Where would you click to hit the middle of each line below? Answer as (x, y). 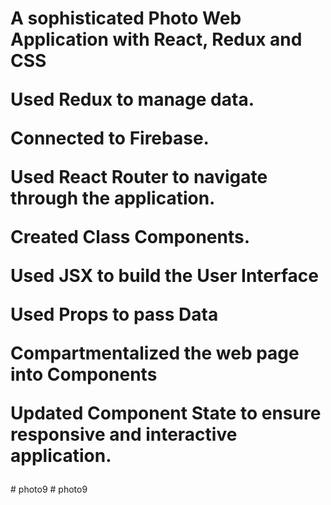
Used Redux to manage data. (132, 99)
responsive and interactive (124, 434)
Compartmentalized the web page (155, 353)
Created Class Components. (130, 237)
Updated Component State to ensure (166, 413)
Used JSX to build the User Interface (164, 276)
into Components (84, 374)
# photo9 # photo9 (49, 489)
